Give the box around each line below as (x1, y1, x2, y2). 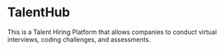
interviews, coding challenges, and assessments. (7, 35, 151, 43)
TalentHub (7, 4, 70, 21)
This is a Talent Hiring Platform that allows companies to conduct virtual (7, 28, 218, 36)
